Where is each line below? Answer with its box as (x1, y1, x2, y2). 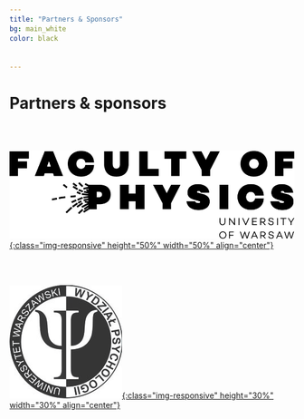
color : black (9, 34, 59, 43)
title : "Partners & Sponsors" (9, 15, 124, 24)
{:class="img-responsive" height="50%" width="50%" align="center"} (9, 239, 274, 250)
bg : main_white (9, 24, 67, 34)
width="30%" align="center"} (9, 399, 120, 410)
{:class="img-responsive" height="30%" (121, 390, 274, 401)
